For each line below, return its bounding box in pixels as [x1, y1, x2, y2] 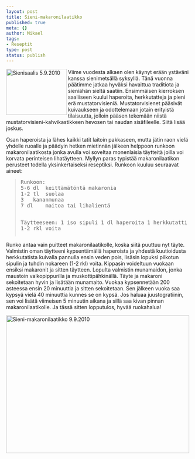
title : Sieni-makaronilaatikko [6, 14, 83, 20]
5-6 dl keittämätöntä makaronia [20, 185, 117, 191]
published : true [6, 19, 46, 25]
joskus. [6, 125, 23, 132]
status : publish [6, 52, 46, 58]
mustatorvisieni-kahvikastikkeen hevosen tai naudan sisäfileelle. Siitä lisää [6, 118, 186, 125]
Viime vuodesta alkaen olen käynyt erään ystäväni [68, 68, 189, 75]
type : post [6, 47, 33, 53]
